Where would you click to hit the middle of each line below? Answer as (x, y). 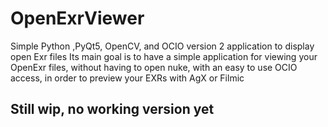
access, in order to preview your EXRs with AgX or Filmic (127, 78)
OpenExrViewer (77, 18)
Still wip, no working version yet (112, 109)
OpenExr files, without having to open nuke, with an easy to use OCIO (154, 67)
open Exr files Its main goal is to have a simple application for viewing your (164, 56)
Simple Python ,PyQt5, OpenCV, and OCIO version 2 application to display (162, 46)
